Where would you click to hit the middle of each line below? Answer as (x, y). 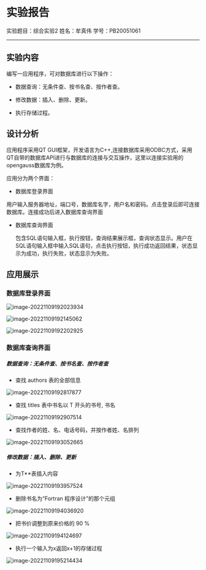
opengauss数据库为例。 (36, 165)
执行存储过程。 (34, 112)
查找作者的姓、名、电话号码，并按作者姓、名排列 (77, 430)
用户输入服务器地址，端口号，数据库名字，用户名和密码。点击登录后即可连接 (103, 204)
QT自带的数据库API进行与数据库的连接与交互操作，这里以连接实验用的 (95, 158)
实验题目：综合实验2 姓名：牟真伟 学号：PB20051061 (74, 31)
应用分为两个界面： (31, 178)
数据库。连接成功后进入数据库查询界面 (55, 211)
